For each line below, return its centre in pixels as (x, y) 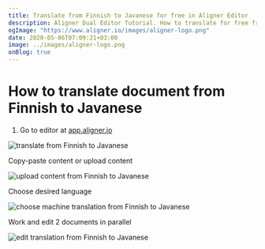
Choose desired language (50, 191)
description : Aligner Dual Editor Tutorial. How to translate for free (128, 23)
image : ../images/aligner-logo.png (67, 45)
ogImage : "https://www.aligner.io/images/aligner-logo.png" (109, 30)
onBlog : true (30, 52)
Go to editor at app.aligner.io (66, 130)
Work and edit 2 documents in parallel (70, 221)
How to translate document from (117, 91)
